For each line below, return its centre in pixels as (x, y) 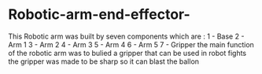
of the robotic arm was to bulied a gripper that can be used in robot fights (127, 53)
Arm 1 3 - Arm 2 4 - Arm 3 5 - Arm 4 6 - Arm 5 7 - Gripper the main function (131, 44)
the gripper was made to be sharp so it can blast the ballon (103, 61)
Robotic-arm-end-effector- (99, 15)
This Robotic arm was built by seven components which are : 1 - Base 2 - (126, 36)
